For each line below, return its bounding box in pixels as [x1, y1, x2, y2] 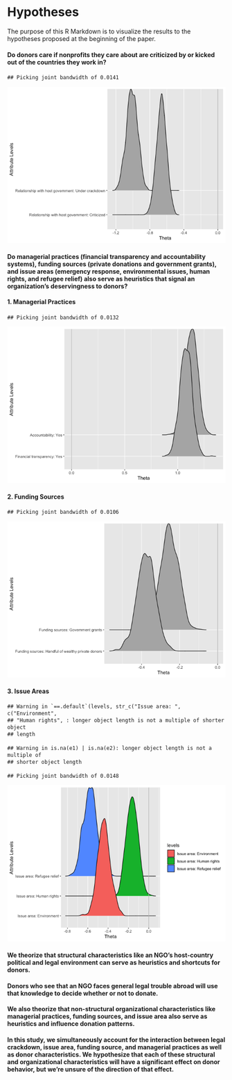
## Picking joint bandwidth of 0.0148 [7, 772, 119, 780]
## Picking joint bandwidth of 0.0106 [7, 508, 119, 516]
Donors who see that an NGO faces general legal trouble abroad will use [7, 981, 218, 990]
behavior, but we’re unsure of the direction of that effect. [7, 1065, 175, 1073]
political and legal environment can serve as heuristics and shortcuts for [7, 958, 220, 966]
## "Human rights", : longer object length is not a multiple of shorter [7, 717, 225, 724]
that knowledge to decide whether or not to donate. [7, 989, 159, 997]
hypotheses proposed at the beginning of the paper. [7, 34, 156, 42]
